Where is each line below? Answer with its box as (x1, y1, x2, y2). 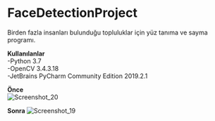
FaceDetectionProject (7, 5, 137, 21)
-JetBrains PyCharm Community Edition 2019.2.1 (7, 72, 148, 80)
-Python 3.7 (7, 56, 42, 65)
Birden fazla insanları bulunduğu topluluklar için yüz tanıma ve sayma (7, 28, 208, 37)
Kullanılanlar (7, 49, 45, 58)
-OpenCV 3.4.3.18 (7, 64, 59, 72)
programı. (7, 35, 36, 44)
